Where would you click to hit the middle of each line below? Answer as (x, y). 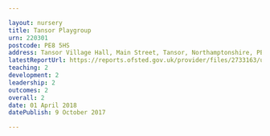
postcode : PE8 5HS (39, 45)
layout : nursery (35, 23)
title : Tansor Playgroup (50, 30)
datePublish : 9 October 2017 (57, 113)
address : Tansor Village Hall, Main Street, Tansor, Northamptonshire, (131, 53)
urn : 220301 (28, 38)
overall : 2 (27, 97)
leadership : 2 (32, 82)
